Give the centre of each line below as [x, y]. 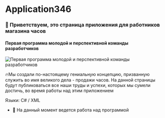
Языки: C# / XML [23, 100]
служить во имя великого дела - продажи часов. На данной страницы [80, 80]
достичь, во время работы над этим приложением [59, 90]
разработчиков [22, 48]
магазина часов [26, 31]
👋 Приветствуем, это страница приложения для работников [83, 25]
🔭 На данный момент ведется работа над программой [71, 110]
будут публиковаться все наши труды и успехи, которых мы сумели [78, 85]
